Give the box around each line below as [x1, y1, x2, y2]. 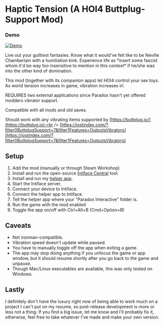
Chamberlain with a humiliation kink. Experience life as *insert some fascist [5, 58, 158, 64]
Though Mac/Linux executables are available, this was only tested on [12, 266, 153, 272]
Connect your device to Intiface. [12, 186, 78, 192]
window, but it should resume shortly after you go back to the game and [12, 255, 159, 261]
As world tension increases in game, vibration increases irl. [5, 83, 125, 89]
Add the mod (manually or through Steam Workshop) [12, 165, 120, 171]
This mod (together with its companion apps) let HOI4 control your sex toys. [5, 77, 159, 83]
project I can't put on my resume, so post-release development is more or [5, 303, 155, 309]
